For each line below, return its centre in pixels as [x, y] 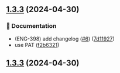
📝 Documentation [31, 26]
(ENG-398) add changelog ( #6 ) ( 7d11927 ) [65, 39]
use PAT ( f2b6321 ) [37, 45]
